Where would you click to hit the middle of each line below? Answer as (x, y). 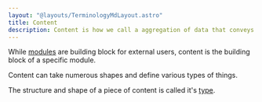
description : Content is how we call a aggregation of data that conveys (131, 30)
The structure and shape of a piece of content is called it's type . (112, 90)
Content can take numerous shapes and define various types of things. (123, 76)
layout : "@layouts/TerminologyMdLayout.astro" (86, 15)
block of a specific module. (52, 60)
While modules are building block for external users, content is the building (129, 52)
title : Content (33, 23)
